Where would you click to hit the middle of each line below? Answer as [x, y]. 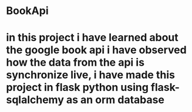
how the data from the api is [75, 62]
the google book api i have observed [96, 50]
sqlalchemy [35, 100]
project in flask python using [77, 88]
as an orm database [115, 100]
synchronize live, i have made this [90, 75]
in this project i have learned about [92, 38]
